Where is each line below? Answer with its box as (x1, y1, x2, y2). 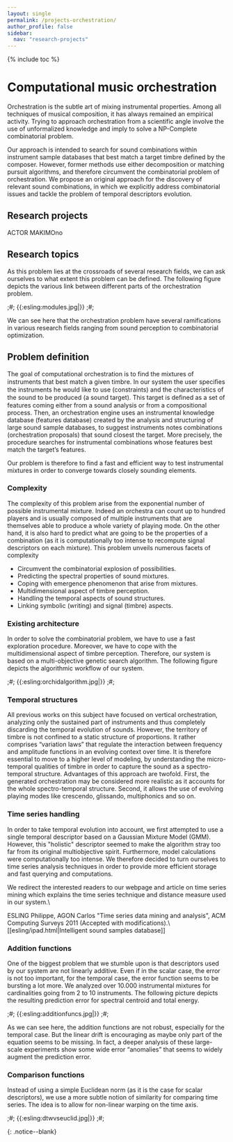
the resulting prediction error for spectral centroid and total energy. (7, 996, 200, 1004)
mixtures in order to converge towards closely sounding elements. (7, 466, 197, 474)
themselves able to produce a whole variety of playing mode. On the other (7, 521, 220, 529)
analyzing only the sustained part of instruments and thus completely (7, 718, 206, 727)
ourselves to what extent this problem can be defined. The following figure (7, 274, 221, 282)
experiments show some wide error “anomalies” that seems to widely (24, 1045, 223, 1054)
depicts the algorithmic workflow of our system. (7, 664, 145, 673)
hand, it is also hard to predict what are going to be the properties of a (7, 529, 209, 537)
